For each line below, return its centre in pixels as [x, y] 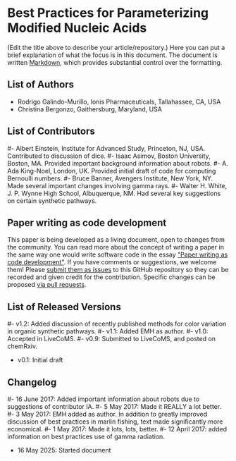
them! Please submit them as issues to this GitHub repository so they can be [118, 270]
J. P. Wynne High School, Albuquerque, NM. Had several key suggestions [114, 193]
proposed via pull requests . [47, 285]
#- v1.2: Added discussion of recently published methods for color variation [117, 324]
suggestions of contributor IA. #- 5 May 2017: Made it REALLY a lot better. [114, 406]
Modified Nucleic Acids [77, 28]
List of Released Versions [64, 307]
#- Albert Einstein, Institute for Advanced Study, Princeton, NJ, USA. [106, 148]
